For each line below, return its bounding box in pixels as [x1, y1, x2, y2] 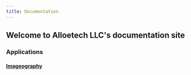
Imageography [6, 62, 43, 69]
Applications [6, 47, 43, 56]
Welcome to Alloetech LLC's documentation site [6, 30, 185, 40]
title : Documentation [6, 8, 59, 15]
